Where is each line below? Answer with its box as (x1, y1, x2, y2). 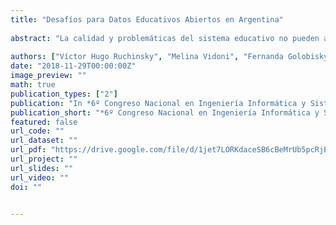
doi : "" (10, 182, 43, 192)
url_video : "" (10, 172, 70, 183)
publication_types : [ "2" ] (10, 89, 118, 99)
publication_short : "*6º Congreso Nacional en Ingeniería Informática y (10, 107, 320, 118)
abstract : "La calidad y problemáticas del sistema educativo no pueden (10, 33, 320, 43)
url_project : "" (10, 154, 78, 164)
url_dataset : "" (10, 136, 78, 146)
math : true (10, 80, 56, 90)
